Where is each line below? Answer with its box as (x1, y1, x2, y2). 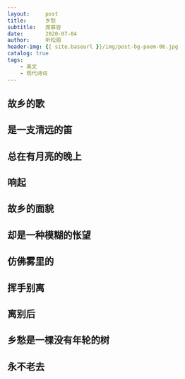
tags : (7, 57, 23, 64)
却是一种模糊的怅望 (7, 229, 91, 241)
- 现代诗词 (20, 69, 48, 77)
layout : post (7, 10, 59, 18)
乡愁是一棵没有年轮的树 (7, 334, 109, 346)
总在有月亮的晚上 (7, 150, 82, 162)
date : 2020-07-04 (7, 30, 78, 38)
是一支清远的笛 (7, 124, 73, 136)
